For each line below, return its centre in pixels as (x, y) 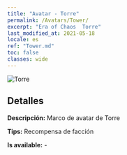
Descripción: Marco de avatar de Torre (64, 118)
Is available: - (27, 145)
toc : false (23, 53)
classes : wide (28, 59)
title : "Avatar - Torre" (43, 14)
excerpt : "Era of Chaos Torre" (54, 27)
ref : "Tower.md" (31, 46)
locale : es (23, 40)
